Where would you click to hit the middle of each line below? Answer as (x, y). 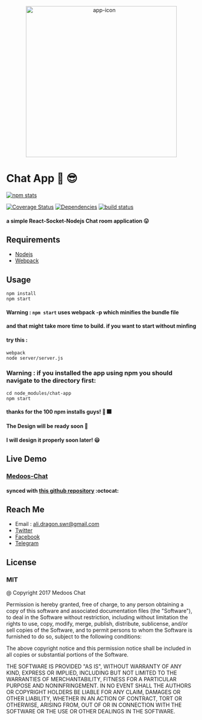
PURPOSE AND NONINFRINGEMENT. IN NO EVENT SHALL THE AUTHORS (99, 686)
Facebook (27, 537)
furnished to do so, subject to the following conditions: (74, 637)
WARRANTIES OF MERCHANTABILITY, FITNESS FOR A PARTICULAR (91, 679)
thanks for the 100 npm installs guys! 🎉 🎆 (59, 412)
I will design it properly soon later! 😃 (53, 440)
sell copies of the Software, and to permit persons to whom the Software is (99, 630)
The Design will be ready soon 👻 (47, 426)
